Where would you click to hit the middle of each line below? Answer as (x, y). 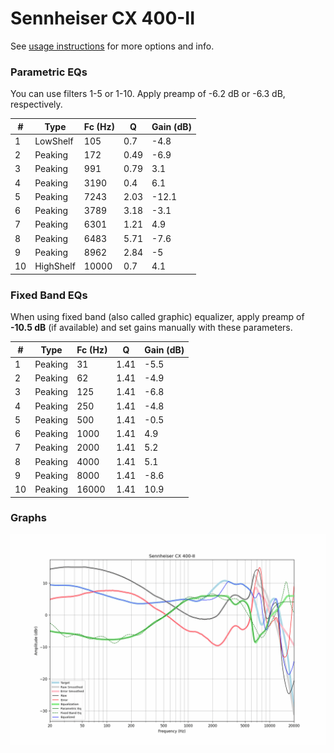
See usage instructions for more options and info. (112, 46)
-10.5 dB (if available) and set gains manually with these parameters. (151, 328)
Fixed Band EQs (49, 295)
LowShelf (54, 141)
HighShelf (55, 266)
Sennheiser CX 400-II (103, 18)
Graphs (28, 518)
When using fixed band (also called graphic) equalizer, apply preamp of (157, 317)
